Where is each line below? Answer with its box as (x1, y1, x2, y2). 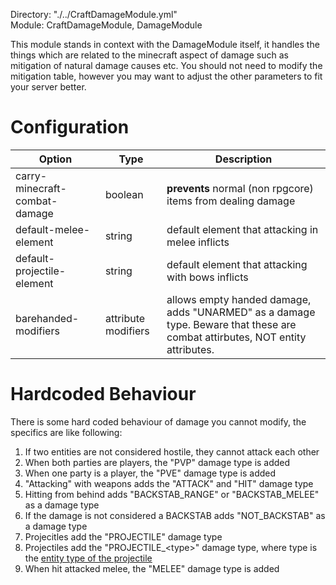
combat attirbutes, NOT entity (166, 330, 307, 344)
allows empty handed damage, (166, 292, 312, 306)
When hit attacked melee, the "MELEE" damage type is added (24, 562, 280, 574)
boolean (104, 187, 144, 201)
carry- (15, 169, 48, 183)
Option (38, 152, 73, 166)
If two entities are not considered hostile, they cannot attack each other (24, 445, 320, 458)
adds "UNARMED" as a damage (166, 305, 316, 319)
